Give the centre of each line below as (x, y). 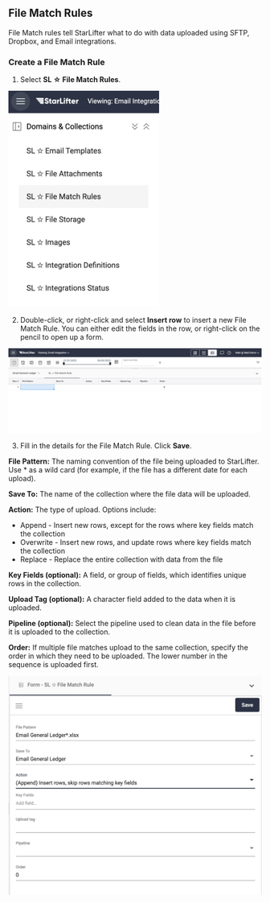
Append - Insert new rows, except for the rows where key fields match (137, 525)
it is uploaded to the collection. (59, 632)
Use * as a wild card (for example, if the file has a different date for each (128, 469)
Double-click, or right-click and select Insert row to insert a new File (133, 320)
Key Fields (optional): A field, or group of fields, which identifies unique (127, 575)
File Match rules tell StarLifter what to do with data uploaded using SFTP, (129, 32)
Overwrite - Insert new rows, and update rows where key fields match (135, 542)
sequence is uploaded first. (53, 664)
